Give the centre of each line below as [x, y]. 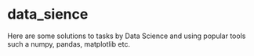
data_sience [48, 14]
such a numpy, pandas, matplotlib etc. [69, 44]
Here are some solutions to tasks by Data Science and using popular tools [127, 36]
